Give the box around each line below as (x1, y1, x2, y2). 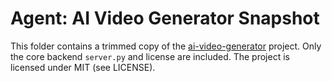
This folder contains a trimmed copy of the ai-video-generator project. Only (10, 40, 322, 52)
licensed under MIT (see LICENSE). (10, 61, 156, 73)
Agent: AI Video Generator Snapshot (10, 7, 320, 30)
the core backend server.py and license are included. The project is (10, 50, 290, 62)
